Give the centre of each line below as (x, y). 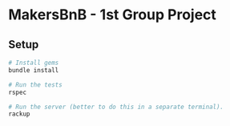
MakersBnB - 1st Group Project (112, 15)
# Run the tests (35, 85)
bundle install (34, 70)
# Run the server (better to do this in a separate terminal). (116, 107)
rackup (19, 114)
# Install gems (34, 63)
